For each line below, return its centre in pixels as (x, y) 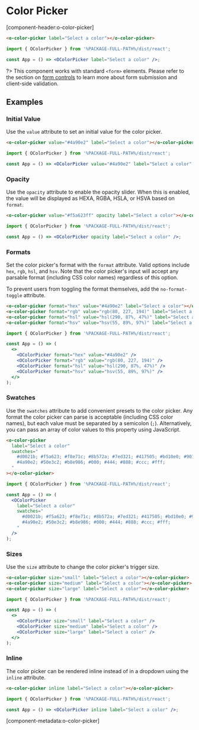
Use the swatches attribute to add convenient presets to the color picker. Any (99, 410)
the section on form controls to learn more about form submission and (92, 77)
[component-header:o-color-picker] (50, 27)
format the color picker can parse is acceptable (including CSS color (90, 417)
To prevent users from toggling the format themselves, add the (83, 289)
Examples (25, 102)
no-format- (174, 290)
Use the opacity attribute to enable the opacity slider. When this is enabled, (98, 192)
